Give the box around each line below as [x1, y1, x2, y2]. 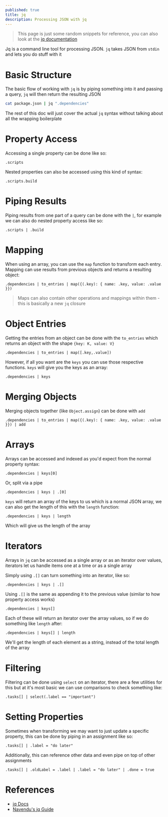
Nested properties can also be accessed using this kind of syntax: [5, 169, 143, 175]
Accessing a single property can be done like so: [5, 150, 107, 156]
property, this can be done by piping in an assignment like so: [5, 733, 133, 739]
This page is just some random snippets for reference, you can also [17, 31, 158, 37]
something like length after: [5, 620, 63, 626]
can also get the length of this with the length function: [5, 504, 120, 510]
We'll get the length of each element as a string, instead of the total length [5, 639, 159, 645]
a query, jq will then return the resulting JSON [5, 91, 101, 97]
